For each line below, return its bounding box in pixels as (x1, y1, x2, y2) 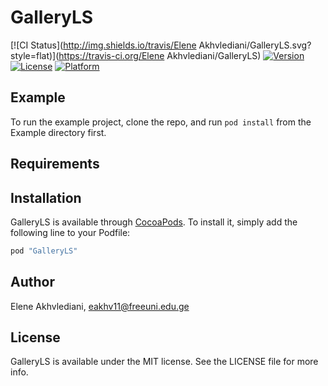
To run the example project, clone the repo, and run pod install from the (10, 116, 312, 128)
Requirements (10, 156, 100, 173)
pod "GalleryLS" (10, 246, 78, 256)
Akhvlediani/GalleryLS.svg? (198, 39, 312, 51)
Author (10, 274, 55, 291)
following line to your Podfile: (10, 226, 131, 238)
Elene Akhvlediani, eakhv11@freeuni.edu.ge (10, 300, 190, 312)
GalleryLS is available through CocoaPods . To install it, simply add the (10, 216, 298, 228)
